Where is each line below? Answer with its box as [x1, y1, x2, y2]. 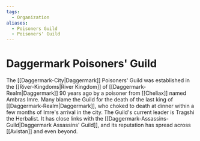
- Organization [11, 14, 50, 20]
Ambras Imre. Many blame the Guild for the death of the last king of [6, 96, 173, 103]
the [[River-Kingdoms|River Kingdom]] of [6, 83, 108, 91]
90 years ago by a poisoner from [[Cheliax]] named [59, 89, 187, 97]
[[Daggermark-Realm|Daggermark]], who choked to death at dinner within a [6, 103, 195, 110]
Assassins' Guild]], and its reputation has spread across [53, 121, 191, 129]
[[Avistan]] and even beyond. [6, 128, 78, 135]
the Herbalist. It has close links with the [6, 115, 104, 122]
